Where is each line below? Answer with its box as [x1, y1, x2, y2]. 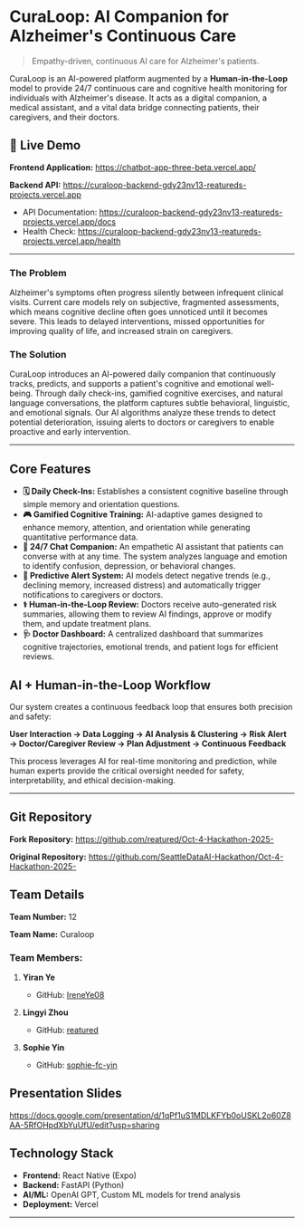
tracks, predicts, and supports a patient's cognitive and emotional [9, 379, 254, 389]
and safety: [9, 711, 52, 722]
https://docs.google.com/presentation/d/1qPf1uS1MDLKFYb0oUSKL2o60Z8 [9, 1109, 291, 1120]
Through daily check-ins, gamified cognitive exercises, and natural [34, 388, 283, 399]
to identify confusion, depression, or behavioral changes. [22, 561, 236, 571]
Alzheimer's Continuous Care [9, 25, 237, 46]
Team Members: [9, 951, 83, 963]
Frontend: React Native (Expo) [22, 1170, 138, 1181]
